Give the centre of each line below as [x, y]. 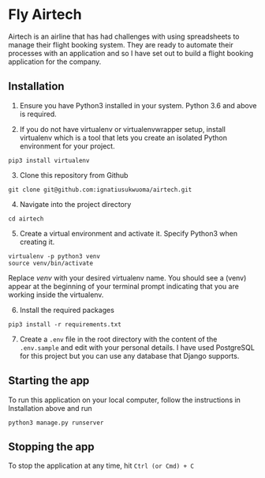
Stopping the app [51, 447]
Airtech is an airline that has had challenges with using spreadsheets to [124, 36]
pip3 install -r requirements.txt [65, 324]
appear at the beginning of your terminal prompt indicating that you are [123, 286]
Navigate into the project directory [75, 204]
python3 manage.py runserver [56, 423]
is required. [38, 114]
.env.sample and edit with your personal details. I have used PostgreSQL [137, 347]
